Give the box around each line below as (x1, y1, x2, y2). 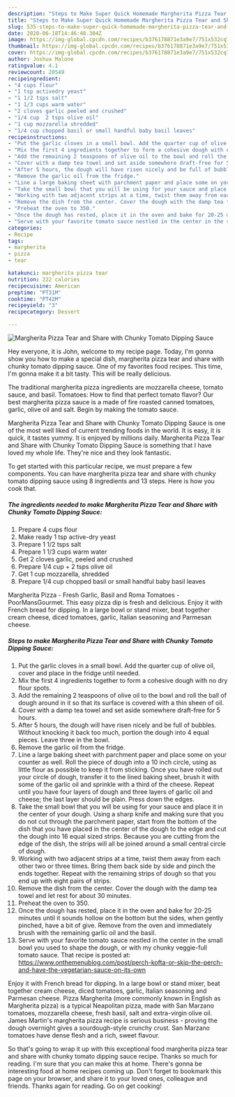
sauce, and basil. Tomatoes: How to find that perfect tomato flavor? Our (8, 390, 214, 399)
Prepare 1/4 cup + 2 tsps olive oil (17, 562, 113, 570)
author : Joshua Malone (8, 56, 74, 63)
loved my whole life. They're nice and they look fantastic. (8, 448, 172, 457)
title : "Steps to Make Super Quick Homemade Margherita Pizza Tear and (8, 17, 220, 24)
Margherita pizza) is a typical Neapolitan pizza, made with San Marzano (8, 1001, 215, 1010)
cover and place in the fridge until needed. (17, 668, 141, 677)
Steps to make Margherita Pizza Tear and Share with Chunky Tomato (8, 636, 213, 645)
